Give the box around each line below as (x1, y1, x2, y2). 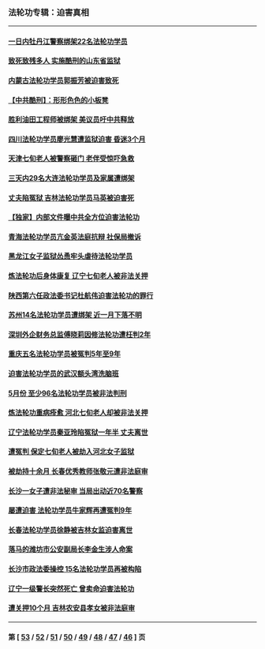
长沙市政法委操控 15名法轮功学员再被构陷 (8, 564, 142, 573)
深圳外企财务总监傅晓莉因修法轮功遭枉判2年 (8, 329, 151, 339)
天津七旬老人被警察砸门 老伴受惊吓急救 (8, 154, 135, 163)
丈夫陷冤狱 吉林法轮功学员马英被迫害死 (8, 193, 135, 202)
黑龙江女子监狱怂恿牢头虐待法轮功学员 (8, 251, 132, 261)
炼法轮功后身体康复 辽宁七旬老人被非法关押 (8, 271, 148, 281)
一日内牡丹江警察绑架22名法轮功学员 (8, 36, 128, 46)
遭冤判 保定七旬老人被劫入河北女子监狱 (8, 447, 135, 456)
